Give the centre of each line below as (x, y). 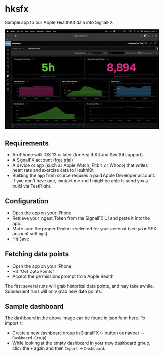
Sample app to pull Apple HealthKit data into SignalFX (59, 22)
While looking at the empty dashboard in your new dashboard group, (81, 343)
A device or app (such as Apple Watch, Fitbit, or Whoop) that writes (80, 165)
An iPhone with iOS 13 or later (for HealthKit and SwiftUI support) (77, 155)
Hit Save (20, 239)
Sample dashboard (34, 306)
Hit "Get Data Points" (33, 271)
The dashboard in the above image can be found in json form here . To (75, 318)
